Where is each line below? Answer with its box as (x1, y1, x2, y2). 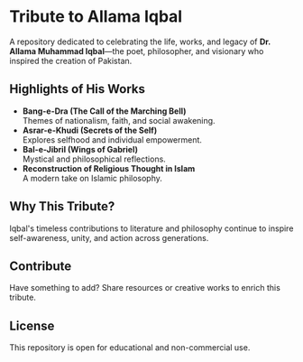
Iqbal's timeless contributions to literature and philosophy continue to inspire (9, 223, 294, 234)
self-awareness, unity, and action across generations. (9, 232, 209, 243)
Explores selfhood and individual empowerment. (22, 134, 203, 145)
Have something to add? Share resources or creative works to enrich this (9, 283, 281, 293)
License (9, 318, 55, 333)
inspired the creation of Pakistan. (9, 55, 133, 66)
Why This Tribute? (9, 199, 115, 214)
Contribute (9, 258, 72, 274)
